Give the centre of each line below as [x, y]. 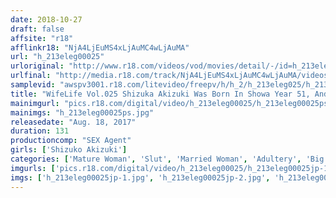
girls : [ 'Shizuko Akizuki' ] [69, 150]
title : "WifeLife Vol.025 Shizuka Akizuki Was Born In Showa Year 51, [160, 94]
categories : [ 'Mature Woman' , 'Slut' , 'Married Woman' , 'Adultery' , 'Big [167, 159]
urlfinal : [31, 76]
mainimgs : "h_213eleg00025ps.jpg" [82, 112]
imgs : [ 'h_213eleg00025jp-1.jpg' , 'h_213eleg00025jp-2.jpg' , [140, 177]
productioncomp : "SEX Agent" [71, 141]
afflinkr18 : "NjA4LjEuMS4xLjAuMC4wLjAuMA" [100, 47]
